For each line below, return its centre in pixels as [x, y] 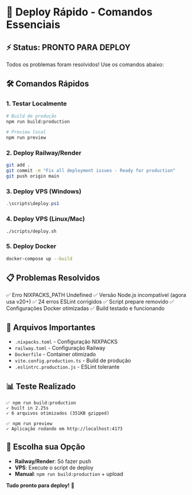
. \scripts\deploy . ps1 [33, 204]
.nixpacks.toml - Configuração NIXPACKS [66, 342]
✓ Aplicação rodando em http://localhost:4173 [64, 429]
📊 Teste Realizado [41, 386]
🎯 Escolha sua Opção [46, 447]
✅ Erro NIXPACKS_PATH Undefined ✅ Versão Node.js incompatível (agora [96, 295]
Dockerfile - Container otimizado [55, 355]
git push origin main [33, 176]
